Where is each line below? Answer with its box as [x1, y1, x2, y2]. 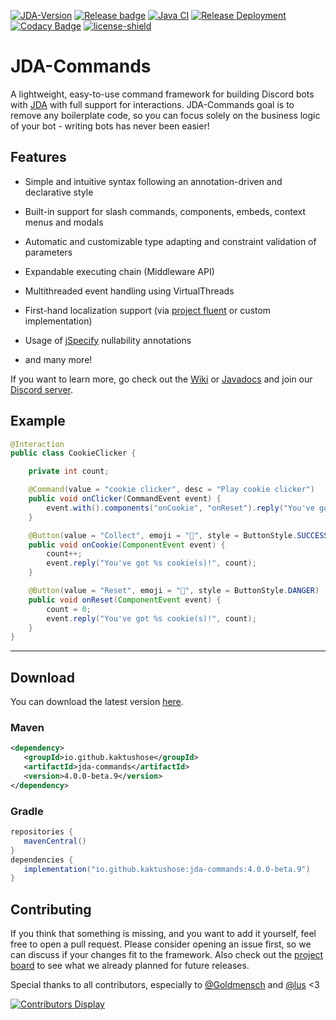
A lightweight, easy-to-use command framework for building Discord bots [10, 88, 315, 100]
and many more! [24, 353, 93, 365]
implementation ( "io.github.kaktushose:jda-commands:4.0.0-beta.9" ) [23, 864, 311, 874]
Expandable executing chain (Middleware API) [24, 265, 215, 277]
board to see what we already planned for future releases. [10, 960, 250, 972]
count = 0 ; [46, 604, 92, 614]
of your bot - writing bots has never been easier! [10, 120, 210, 132]
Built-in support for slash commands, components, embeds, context [24, 205, 307, 217]
